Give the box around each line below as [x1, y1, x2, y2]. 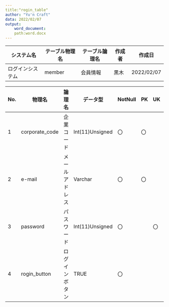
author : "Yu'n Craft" [5, 12, 51, 17]
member [44, 69, 64, 76]
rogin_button [21, 271, 51, 277]
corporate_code [21, 128, 59, 135]
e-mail [21, 176, 37, 182]
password [21, 223, 45, 230]
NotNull [117, 96, 136, 103]
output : [5, 21, 22, 27]
